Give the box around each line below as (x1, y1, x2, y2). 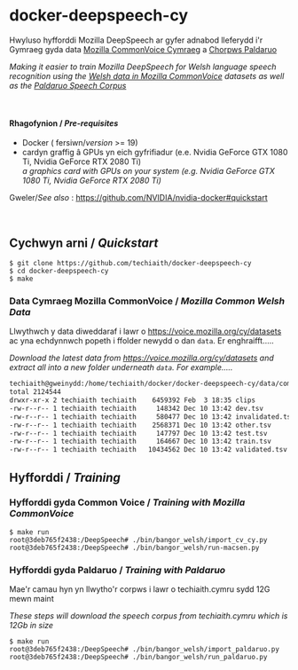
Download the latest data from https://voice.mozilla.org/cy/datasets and (9, 352, 275, 364)
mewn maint (9, 594, 55, 604)
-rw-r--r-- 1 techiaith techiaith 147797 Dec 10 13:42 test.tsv (9, 429, 268, 437)
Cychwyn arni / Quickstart (9, 235, 159, 250)
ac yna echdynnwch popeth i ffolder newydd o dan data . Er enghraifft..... (9, 335, 275, 346)
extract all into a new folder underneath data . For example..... (9, 362, 233, 373)
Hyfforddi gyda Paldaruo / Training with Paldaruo (9, 564, 226, 576)
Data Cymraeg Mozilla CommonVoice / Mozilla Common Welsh (9, 295, 286, 307)
